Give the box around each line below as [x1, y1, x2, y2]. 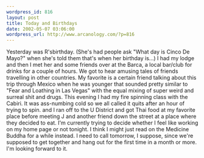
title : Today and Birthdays [6, 20, 78, 26]
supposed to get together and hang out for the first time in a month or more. [6, 139, 197, 146]
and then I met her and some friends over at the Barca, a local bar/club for [6, 61, 192, 69]
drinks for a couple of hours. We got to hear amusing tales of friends [6, 67, 178, 75]
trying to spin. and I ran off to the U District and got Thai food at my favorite [6, 106, 196, 114]
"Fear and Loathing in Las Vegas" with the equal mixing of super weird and [6, 87, 194, 94]
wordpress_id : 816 [6, 9, 53, 15]
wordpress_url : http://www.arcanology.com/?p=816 [6, 32, 135, 38]
